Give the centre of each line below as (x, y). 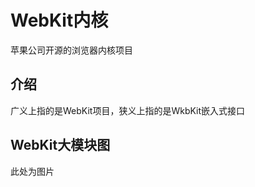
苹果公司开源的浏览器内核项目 (71, 50)
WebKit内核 (59, 20)
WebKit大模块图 (60, 145)
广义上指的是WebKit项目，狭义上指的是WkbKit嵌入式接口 (128, 110)
